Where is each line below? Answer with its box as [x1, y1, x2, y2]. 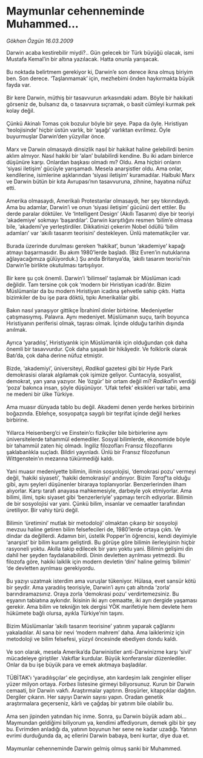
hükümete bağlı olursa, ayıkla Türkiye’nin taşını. [6, 609, 124, 617]
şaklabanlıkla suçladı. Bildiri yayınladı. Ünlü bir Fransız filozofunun [6, 448, 170, 455]
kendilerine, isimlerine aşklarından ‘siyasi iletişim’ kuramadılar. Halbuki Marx [6, 171, 195, 178]
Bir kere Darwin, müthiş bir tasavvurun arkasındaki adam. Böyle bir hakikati [6, 94, 193, 101]
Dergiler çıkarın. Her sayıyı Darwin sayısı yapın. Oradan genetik [6, 693, 164, 700]
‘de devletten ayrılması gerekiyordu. [6, 564, 96, 571]
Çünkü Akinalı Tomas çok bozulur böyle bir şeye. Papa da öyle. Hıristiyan [6, 119, 188, 127]
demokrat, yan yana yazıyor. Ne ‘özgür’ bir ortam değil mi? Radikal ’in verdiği [6, 377, 196, 384]
